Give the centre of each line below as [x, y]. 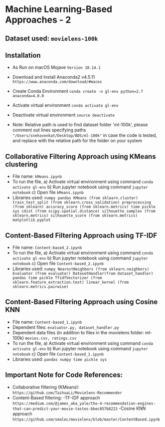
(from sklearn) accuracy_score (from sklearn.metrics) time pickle [84, 207]
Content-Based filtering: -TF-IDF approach [56, 397]
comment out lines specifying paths [49, 130]
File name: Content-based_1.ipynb [47, 322]
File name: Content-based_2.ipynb [47, 248]
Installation [23, 55]
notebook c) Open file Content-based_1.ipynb [58, 354]
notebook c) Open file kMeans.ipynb [48, 192]
